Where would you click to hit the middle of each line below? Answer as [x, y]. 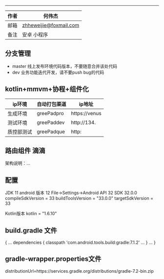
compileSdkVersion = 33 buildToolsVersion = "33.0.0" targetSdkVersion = [79, 199]
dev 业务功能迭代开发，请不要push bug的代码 [58, 72]
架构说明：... [18, 163]
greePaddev [51, 122]
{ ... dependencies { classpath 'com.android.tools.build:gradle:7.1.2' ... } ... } [81, 242]
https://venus [86, 113]
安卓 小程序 [35, 35]
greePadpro [51, 113]
